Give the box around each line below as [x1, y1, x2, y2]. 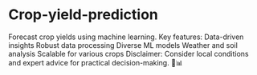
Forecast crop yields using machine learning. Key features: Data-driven [8, 32, 244, 41]
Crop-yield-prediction [8, 6, 159, 24]
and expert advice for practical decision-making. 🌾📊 [8, 57, 183, 67]
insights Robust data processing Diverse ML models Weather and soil [8, 40, 239, 49]
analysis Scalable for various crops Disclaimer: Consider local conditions [8, 49, 249, 58]
